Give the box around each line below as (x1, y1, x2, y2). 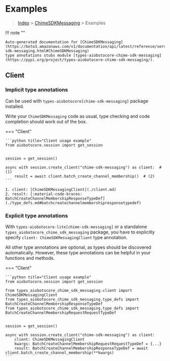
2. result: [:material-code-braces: (5, 191, 82, 196)
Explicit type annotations (5, 212, 68, 219)
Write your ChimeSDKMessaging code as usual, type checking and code (5, 113, 150, 119)
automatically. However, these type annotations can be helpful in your (5, 249, 151, 255)
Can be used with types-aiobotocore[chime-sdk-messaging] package (5, 97, 148, 104)
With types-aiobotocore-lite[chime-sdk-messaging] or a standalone (5, 223, 147, 229)
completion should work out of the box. (5, 118, 88, 124)
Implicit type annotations (5, 86, 68, 93)
